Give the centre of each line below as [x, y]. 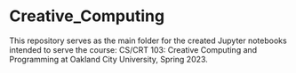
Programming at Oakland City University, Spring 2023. [109, 59]
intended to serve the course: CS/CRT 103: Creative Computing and [133, 49]
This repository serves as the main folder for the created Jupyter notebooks [148, 40]
